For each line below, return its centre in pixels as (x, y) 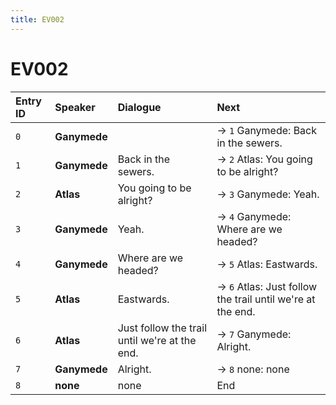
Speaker (75, 107)
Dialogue (139, 107)
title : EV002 (37, 19)
